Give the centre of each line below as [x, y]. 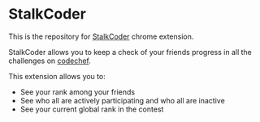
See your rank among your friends [78, 92]
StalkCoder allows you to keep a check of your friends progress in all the [130, 52]
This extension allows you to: [57, 76]
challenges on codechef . [50, 61]
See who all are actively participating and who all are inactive [122, 100]
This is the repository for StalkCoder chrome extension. [101, 36]
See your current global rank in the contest [92, 109]
